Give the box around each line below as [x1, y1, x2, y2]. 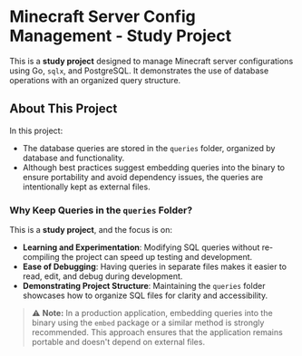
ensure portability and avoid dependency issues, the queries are [22, 171, 264, 182]
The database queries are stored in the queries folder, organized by [22, 142, 276, 153]
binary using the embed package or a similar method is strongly [31, 317, 265, 328]
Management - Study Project [9, 25, 232, 46]
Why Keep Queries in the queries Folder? [9, 204, 193, 216]
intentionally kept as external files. [22, 181, 151, 192]
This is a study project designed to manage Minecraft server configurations [9, 55, 294, 66]
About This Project [9, 101, 118, 117]
